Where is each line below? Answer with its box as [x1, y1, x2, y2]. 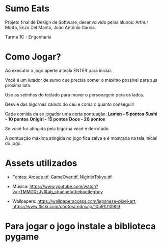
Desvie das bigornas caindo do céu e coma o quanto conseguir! [5, 101, 135, 107]
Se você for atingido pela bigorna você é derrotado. [5, 125, 110, 131]
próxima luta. [5, 82, 31, 88]
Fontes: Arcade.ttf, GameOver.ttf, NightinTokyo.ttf [12, 174, 112, 180]
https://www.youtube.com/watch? [29, 183, 99, 189]
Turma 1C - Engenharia [5, 34, 52, 40]
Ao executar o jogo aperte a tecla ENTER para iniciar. [5, 67, 112, 73]
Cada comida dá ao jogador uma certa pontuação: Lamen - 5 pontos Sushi [5, 111, 158, 117]
